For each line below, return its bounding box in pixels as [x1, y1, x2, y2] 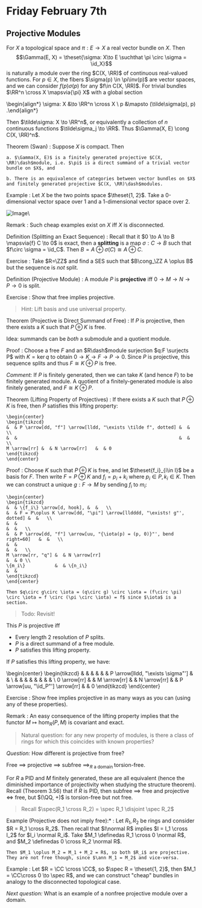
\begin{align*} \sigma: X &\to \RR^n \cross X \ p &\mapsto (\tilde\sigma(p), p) [6, 101, 196, 107]
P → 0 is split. [6, 282, 41, 289]
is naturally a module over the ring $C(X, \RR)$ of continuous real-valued [6, 69, 188, 77]
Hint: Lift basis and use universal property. [21, 306, 127, 312]
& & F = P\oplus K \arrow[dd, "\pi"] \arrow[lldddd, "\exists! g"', [6, 509, 185, 516]
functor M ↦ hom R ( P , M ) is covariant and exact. [6, 719, 125, 727]
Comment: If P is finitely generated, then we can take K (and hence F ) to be [6, 371, 194, 378]
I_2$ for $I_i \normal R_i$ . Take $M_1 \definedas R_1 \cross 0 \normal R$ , [6, 831, 186, 839]
